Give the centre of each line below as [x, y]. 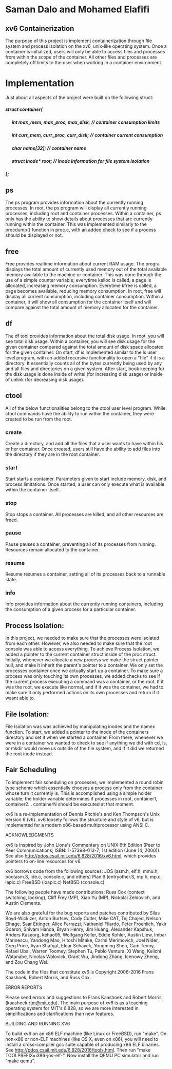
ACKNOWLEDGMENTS [30, 835]
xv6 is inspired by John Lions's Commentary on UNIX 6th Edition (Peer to [83, 845]
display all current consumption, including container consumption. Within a [84, 297]
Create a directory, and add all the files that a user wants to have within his [84, 443]
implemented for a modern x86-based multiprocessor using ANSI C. [78, 825]
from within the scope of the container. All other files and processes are [81, 57]
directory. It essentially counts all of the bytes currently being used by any [84, 363]
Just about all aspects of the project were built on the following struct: [79, 97]
